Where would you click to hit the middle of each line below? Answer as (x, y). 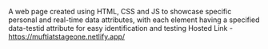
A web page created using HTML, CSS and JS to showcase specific (120, 11)
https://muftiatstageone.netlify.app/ (67, 36)
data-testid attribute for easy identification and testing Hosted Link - (121, 28)
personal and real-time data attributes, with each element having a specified (134, 20)
